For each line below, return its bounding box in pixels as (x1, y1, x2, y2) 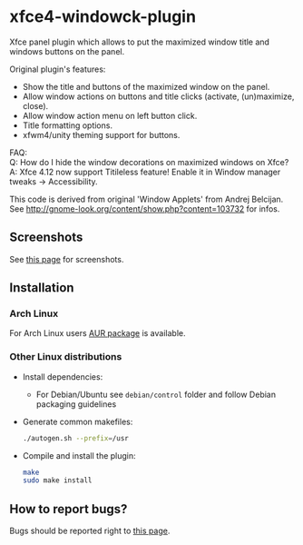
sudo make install (22, 476, 93, 485)
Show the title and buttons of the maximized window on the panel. (22, 81, 270, 92)
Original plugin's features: (9, 64, 106, 74)
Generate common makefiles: (22, 416, 133, 427)
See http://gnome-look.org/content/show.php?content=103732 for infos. (9, 203, 280, 214)
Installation (9, 280, 74, 296)
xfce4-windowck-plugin (9, 6, 197, 27)
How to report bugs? (9, 501, 128, 517)
